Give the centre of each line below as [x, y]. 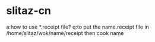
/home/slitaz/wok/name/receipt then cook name [65, 33]
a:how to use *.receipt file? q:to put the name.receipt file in [78, 27]
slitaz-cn [29, 11]
